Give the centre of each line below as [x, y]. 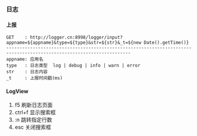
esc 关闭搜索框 [33, 127]
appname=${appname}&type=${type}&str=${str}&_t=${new [74, 43]
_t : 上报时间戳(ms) [35, 78]
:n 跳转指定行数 [33, 120]
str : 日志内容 [27, 72]
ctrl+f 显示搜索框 [35, 112]
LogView [17, 91]
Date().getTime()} [167, 43]
